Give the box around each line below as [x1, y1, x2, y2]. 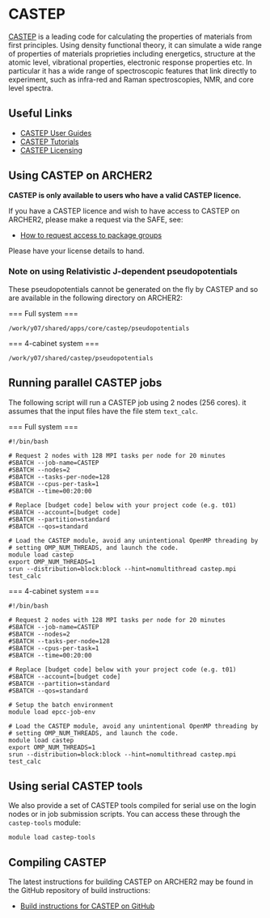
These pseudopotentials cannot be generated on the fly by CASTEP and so [8, 284, 259, 294]
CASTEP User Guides [19, 128, 92, 137]
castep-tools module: [8, 818, 81, 827]
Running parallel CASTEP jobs [8, 376, 162, 390]
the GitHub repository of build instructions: [8, 886, 151, 895]
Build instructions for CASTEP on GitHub [19, 901, 155, 911]
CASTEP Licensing [19, 145, 83, 154]
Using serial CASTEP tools [8, 780, 143, 793]
